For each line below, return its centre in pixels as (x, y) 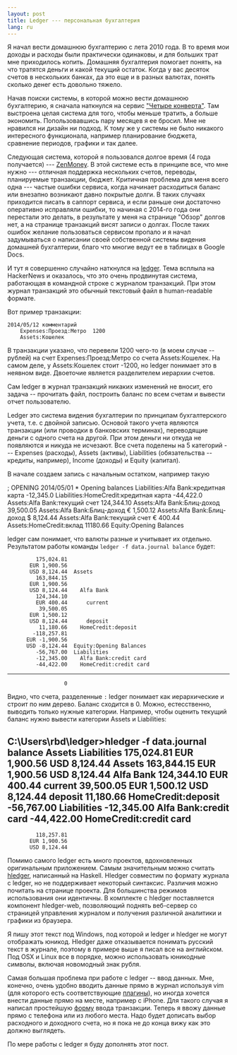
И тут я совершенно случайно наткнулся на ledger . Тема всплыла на (111, 269)
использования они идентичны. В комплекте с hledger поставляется (111, 898)
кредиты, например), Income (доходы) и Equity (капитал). (94, 461)
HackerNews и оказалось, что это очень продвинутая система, (102, 276)
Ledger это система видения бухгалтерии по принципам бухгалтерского (117, 415)
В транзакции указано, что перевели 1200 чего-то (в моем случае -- (111, 350)
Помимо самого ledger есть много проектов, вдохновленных (100, 861)
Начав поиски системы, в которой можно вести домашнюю (98, 98)
